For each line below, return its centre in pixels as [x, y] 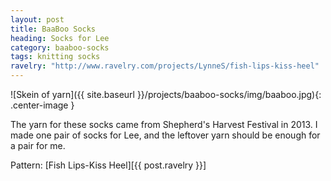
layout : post [37, 19]
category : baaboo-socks [60, 47]
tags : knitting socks [55, 57]
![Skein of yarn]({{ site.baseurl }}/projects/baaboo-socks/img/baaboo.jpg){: [166, 94]
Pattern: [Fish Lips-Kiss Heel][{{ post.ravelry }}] [108, 165]
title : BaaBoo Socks [53, 29]
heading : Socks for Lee [60, 38]
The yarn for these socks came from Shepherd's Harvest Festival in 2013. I [164, 124]
